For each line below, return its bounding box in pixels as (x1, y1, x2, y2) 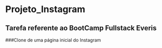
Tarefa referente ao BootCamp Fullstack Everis (5, 24, 157, 32)
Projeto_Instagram (5, 4, 85, 15)
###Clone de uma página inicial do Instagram (5, 37, 101, 43)
